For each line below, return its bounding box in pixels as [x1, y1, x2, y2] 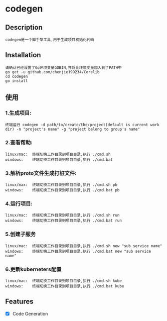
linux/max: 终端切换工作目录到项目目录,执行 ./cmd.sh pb [5, 182, 118, 187]
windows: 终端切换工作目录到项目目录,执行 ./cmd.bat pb [5, 188, 120, 193]
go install [5, 78, 28, 83]
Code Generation [12, 310, 48, 316]
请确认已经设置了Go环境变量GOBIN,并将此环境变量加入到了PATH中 [5, 65, 122, 70]
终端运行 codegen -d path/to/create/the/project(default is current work [5, 122, 159, 127]
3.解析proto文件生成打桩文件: [5, 169, 77, 176]
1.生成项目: [5, 110, 32, 117]
